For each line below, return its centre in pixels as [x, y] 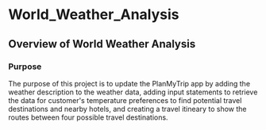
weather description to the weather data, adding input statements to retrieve [133, 92]
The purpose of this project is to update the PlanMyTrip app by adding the [129, 83]
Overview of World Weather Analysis [102, 44]
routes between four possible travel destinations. [88, 117]
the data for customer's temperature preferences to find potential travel [125, 100]
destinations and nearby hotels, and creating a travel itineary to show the [127, 109]
